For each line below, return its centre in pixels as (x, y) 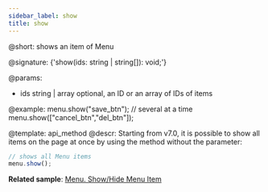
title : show (28, 23)
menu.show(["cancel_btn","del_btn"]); (71, 117)
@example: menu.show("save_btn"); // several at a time (101, 109)
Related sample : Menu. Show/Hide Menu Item (85, 179)
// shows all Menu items (50, 157)
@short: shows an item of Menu (61, 46)
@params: (25, 77)
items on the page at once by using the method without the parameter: (126, 141)
